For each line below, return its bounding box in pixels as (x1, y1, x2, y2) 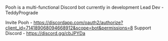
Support (134, 25, 152, 31)
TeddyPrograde (5, 10, 38, 16)
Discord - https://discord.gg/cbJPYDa (5, 30, 86, 36)
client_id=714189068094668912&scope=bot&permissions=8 (5, 25, 133, 31)
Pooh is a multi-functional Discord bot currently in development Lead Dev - (5, 5, 164, 10)
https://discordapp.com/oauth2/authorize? (33, 20, 123, 25)
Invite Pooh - (5, 20, 32, 25)
